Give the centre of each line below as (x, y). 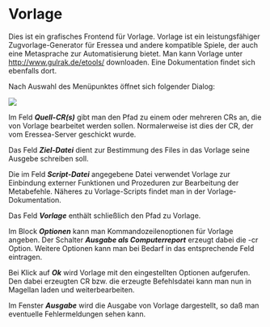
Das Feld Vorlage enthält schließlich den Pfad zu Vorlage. (105, 216)
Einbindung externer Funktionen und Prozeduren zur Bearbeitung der (124, 182)
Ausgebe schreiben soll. (49, 158)
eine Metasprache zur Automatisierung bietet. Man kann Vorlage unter (126, 53)
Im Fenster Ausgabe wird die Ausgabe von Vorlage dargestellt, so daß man (134, 305)
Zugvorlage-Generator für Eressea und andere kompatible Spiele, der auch (133, 44)
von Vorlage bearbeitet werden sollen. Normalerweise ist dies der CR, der (131, 125)
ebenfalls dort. (33, 70)
